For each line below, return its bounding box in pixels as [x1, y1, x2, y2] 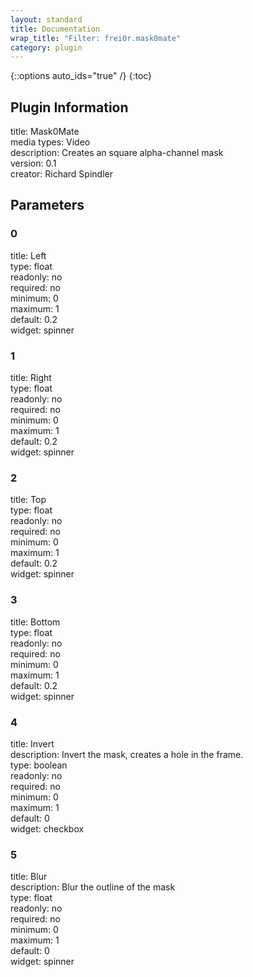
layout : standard [10, 14, 83, 25]
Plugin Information [10, 99, 129, 116]
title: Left [10, 249, 47, 261]
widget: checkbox [10, 822, 85, 835]
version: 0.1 [10, 157, 57, 170]
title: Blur [10, 871, 48, 883]
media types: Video [10, 136, 91, 148]
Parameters [10, 197, 85, 214]
